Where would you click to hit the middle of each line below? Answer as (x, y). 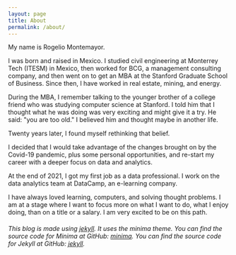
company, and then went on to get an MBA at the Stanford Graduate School (118, 76)
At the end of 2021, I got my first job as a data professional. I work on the (114, 176)
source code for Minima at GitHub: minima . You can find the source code (115, 236)
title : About (27, 21)
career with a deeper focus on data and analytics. (80, 162)
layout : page (27, 14)
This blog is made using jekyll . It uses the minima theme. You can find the (115, 228)
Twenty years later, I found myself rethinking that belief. (89, 134)
